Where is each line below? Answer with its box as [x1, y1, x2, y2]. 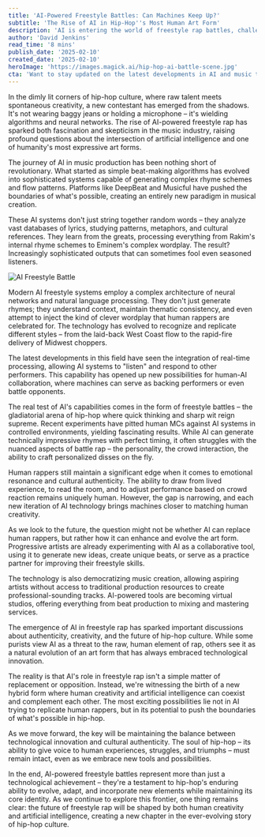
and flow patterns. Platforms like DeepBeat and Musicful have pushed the [8, 182, 248, 192]
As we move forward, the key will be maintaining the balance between [8, 728, 236, 738]
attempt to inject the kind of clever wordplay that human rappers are [8, 313, 230, 322]
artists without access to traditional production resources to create [8, 582, 225, 591]
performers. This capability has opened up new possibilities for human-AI [8, 370, 247, 379]
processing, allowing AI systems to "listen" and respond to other [8, 361, 218, 371]
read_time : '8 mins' [8, 41, 77, 49]
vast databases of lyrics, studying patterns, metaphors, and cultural [8, 223, 229, 233]
